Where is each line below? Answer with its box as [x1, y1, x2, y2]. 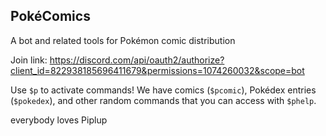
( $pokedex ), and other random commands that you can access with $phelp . [10, 94, 317, 106]
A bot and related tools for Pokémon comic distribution [10, 34, 236, 46]
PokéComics [10, 8, 91, 25]
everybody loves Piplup [10, 114, 108, 126]
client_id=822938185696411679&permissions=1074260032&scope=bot [10, 64, 305, 76]
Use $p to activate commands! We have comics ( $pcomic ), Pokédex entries [10, 84, 317, 96]
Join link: [10, 54, 48, 66]
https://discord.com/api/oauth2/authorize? [49, 54, 225, 66]
